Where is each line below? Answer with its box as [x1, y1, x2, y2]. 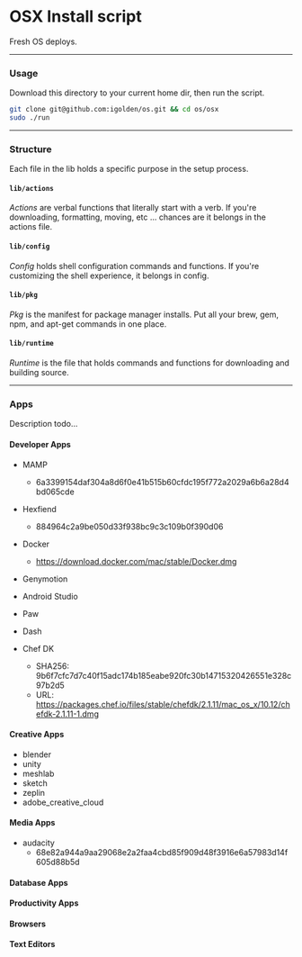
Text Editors [9, 939, 56, 950]
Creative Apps [9, 729, 65, 740]
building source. [9, 367, 69, 378]
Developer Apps [9, 438, 72, 449]
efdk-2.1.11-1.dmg [35, 709, 99, 719]
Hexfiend [22, 503, 57, 514]
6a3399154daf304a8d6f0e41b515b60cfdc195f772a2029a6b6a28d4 [35, 476, 289, 487]
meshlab [22, 768, 55, 779]
